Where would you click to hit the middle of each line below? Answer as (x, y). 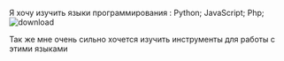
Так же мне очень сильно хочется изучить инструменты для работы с (142, 39)
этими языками (38, 49)
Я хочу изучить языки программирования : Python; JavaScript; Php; (137, 13)
